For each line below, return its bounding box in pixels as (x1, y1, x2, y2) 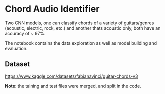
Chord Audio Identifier (5, 3, 100, 15)
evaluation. (5, 45, 28, 51)
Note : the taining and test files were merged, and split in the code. (5, 83, 141, 89)
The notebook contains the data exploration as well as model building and (5, 40, 157, 46)
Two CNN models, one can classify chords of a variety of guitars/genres (5, 20, 154, 26)
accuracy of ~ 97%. (5, 30, 46, 36)
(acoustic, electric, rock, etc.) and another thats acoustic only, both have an (5, 25, 161, 31)
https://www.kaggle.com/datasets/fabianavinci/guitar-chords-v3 (5, 73, 138, 79)
